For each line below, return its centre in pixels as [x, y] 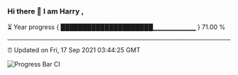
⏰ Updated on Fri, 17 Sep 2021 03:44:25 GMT [74, 50]
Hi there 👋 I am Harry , [46, 11]
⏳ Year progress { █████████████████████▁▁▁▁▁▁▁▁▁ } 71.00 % [116, 27]
